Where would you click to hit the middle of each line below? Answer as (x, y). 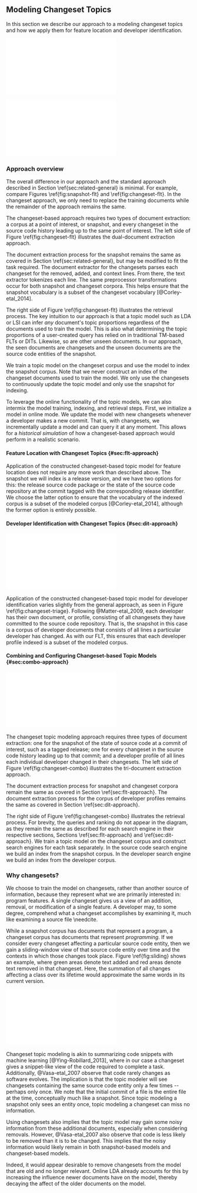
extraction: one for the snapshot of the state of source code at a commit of (97, 743)
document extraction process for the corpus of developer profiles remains (96, 798)
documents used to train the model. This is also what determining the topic (97, 329)
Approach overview (35, 169)
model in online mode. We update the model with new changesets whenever (98, 414)
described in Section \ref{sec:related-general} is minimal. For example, (92, 188)
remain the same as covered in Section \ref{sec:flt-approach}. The (87, 792)
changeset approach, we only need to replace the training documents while (98, 201)
